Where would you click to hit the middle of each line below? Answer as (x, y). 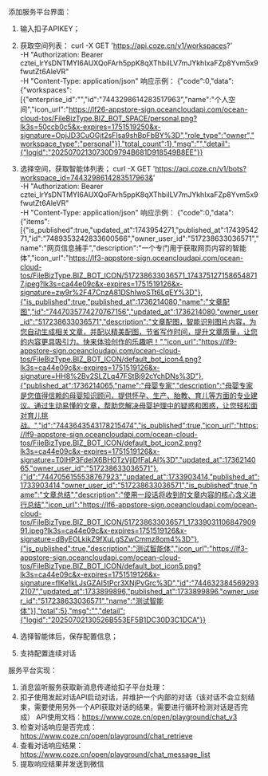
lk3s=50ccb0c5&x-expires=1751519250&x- (90, 127)
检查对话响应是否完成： (58, 727)
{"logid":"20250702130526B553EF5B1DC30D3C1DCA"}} (113, 620)
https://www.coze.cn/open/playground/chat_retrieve (106, 736)
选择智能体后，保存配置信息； (69, 636)
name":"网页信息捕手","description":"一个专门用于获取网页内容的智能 (133, 248)
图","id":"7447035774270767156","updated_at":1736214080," (120, 312)
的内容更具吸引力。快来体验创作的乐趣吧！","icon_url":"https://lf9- (128, 342)
